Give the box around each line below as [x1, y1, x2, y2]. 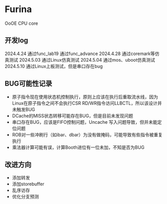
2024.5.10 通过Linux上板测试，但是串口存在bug [5, 63, 103, 69]
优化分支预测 [12, 193, 39, 200]
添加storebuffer [12, 181, 44, 187]
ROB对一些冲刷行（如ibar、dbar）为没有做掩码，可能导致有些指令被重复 [12, 131, 163, 137]
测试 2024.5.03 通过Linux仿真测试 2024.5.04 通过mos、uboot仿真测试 [9, 57, 155, 63]
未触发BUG [12, 106, 35, 112]
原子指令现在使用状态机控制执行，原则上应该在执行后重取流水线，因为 [12, 93, 158, 99]
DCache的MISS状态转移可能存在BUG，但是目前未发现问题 [12, 113, 133, 119]
